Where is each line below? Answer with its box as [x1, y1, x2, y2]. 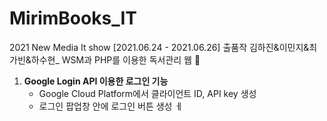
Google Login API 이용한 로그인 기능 [23, 75, 169, 87]
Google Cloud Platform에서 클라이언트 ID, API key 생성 [38, 87, 257, 99]
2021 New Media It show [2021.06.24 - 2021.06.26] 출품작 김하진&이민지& [9, 41, 310, 53]
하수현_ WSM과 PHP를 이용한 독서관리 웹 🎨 [30, 53, 201, 66]
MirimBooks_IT [9, 7, 137, 30]
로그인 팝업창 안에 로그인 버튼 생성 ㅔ [38, 100, 184, 112]
